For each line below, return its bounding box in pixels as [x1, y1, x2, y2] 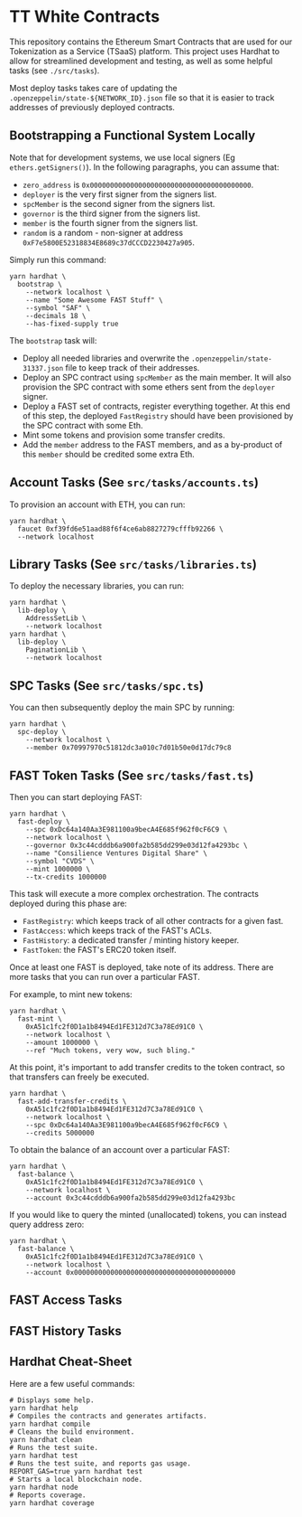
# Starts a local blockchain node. [9, 1475, 143, 1484]
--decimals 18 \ [25, 311, 87, 320]
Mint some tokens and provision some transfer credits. [22, 429, 225, 440]
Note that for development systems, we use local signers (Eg [9, 152, 236, 163]
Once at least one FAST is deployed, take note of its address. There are [9, 962, 274, 973]
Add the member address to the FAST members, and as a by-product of [22, 438, 283, 449]
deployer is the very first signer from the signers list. [22, 188, 217, 200]
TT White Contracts [9, 6, 160, 27]
